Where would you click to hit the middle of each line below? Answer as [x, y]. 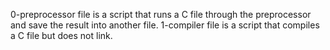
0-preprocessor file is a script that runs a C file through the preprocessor [161, 14]
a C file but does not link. [61, 35]
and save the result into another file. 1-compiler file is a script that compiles [165, 25]
